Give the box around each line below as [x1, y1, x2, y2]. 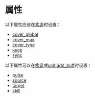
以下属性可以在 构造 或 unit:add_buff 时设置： [5, 62, 92, 68]
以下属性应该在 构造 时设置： [5, 22, 61, 27]
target [12, 82, 24, 88]
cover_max [12, 36, 35, 42]
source [12, 77, 27, 83]
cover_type [12, 42, 35, 48]
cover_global [12, 31, 38, 37]
